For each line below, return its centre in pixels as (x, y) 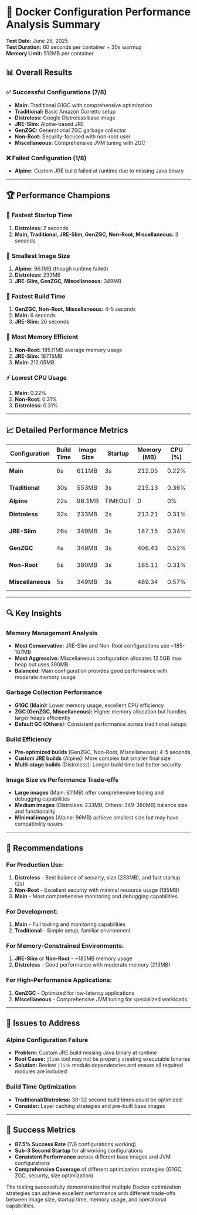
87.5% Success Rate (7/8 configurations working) (75, 1144)
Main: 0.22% (30, 393)
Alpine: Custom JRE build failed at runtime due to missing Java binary (99, 171)
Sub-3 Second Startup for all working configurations (79, 1150)
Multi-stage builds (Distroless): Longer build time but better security (98, 764)
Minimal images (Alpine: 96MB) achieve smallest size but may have (96, 818)
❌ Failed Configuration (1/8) (46, 158)
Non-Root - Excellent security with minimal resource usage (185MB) (97, 890)
